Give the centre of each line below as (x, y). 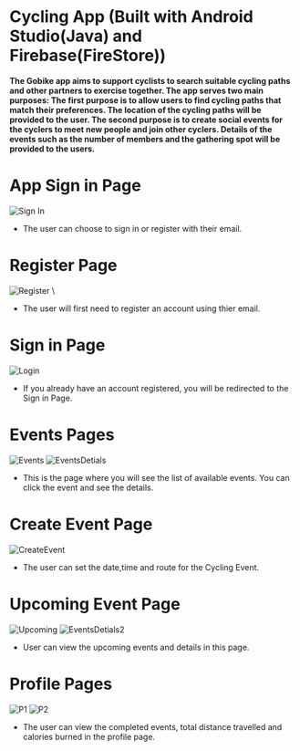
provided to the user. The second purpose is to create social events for (146, 120)
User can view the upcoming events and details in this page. (136, 647)
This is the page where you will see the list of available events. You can (156, 477)
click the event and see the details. (88, 487)
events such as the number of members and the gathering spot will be (145, 139)
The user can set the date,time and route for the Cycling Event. (141, 567)
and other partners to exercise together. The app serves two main (137, 90)
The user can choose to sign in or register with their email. (132, 228)
